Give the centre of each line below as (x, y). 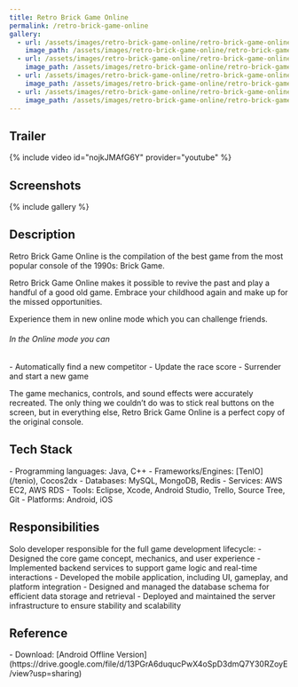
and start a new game (49, 376)
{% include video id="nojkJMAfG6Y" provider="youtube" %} (121, 157)
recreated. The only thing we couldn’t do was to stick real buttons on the (142, 403)
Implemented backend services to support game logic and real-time (133, 567)
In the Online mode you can (60, 340)
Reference (39, 633)
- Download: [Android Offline (62, 655)
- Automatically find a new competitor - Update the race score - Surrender (145, 367)
